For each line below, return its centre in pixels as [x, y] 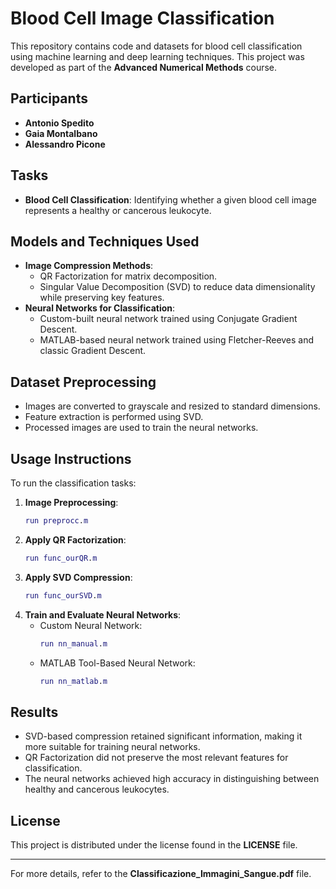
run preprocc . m [56, 521]
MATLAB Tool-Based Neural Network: [117, 663]
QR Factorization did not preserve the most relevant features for [156, 758]
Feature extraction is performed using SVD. [114, 417]
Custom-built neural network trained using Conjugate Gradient [168, 319]
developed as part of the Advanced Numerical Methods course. [144, 67]
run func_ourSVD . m [63, 595]
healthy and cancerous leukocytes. [97, 789]
